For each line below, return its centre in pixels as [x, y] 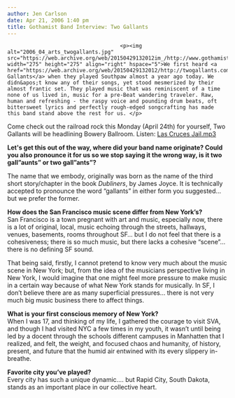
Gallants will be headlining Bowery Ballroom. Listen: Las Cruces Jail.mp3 [112, 134]
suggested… [203, 191]
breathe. [19, 359]
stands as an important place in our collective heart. [82, 387]
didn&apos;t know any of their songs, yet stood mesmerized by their [111, 83]
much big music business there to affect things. [76, 300]
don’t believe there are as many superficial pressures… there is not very [111, 293]
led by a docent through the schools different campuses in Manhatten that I [116, 336]
